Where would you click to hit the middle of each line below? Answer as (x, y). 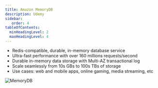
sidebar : (14, 18)
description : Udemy (25, 14)
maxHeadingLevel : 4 (29, 37)
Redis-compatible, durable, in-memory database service (68, 50)
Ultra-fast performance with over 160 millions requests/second (75, 55)
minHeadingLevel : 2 (29, 32)
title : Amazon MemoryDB (29, 9)
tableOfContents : (23, 28)
